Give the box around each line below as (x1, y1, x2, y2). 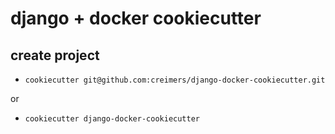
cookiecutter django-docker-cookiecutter (24, 114, 200, 124)
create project (10, 47, 100, 64)
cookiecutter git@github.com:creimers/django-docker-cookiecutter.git (24, 75, 326, 85)
